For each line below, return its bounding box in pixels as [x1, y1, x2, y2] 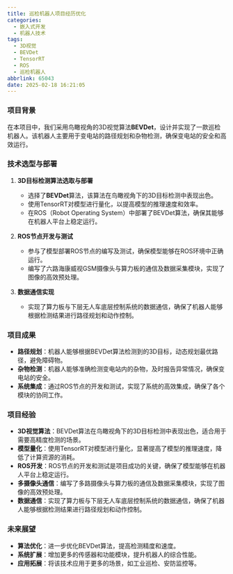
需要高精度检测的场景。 [17, 436, 85, 444]
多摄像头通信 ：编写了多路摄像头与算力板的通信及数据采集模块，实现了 [17, 479, 219, 488]
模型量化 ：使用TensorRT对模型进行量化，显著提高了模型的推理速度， [17, 445, 216, 453]
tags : [7, 36, 23, 43]
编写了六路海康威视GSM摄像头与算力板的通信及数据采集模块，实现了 [27, 264, 225, 272]
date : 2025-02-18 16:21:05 [7, 81, 86, 88]
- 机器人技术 [13, 29, 47, 37]
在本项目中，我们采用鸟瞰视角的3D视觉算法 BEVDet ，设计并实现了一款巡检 [7, 122, 221, 131]
